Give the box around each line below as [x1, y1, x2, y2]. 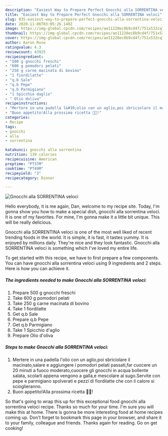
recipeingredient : [5, 54, 43, 59]
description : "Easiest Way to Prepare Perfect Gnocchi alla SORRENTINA [5, 7, 157, 13]
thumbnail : [5, 31, 28, 36]
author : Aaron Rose [5, 40, 46, 45]
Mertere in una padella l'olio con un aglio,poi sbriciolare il [12, 357, 130, 363]
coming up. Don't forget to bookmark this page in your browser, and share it [5, 414, 161, 420]
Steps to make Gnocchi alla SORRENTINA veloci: [5, 344, 108, 350]
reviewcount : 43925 [5, 49, 46, 54]
